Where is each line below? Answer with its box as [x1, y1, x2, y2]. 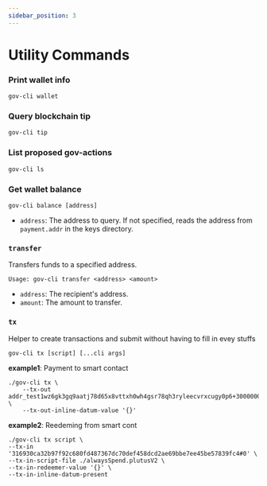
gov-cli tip [8, 129, 48, 137]
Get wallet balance [8, 184, 82, 195]
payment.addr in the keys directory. [19, 224, 133, 233]
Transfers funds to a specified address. [8, 260, 137, 270]
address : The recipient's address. [19, 290, 129, 299]
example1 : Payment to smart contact [8, 363, 129, 372]
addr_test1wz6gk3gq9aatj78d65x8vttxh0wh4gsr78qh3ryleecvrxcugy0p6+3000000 [8, 392, 261, 400]
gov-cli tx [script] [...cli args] [8, 349, 126, 357]
